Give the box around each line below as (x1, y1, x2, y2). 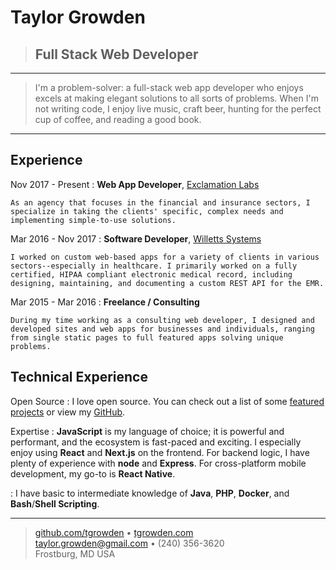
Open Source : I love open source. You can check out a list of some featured (10, 395, 325, 407)
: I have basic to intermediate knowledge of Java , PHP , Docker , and (10, 487, 290, 499)
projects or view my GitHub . (10, 406, 126, 418)
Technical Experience (10, 369, 148, 386)
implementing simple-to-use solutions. (10, 215, 177, 225)
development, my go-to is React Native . (10, 467, 176, 480)
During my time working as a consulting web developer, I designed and (10, 315, 315, 325)
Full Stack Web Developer (34, 46, 199, 63)
